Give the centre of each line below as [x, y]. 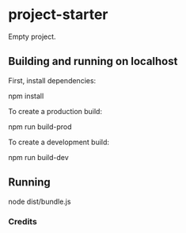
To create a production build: [55, 111]
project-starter [58, 15]
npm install [26, 96]
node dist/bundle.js [40, 201]
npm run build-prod [40, 126]
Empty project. [32, 36]
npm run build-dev [38, 157]
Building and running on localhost [93, 61]
